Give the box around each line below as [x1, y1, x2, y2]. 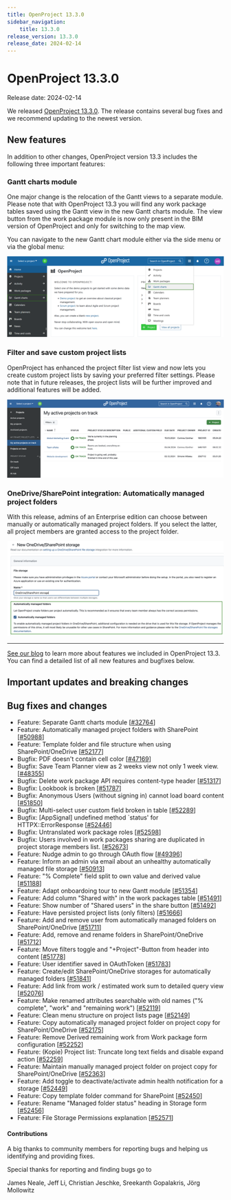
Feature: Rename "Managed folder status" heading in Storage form [16, 1099, 208, 1108]
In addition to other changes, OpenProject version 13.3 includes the [7, 152, 198, 161]
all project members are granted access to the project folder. [7, 527, 179, 536]
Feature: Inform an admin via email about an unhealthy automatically [16, 857, 211, 866]
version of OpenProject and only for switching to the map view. [7, 222, 186, 230]
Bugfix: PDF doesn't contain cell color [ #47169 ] [16, 755, 151, 763]
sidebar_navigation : [7, 18, 67, 26]
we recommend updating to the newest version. [7, 114, 143, 123]
